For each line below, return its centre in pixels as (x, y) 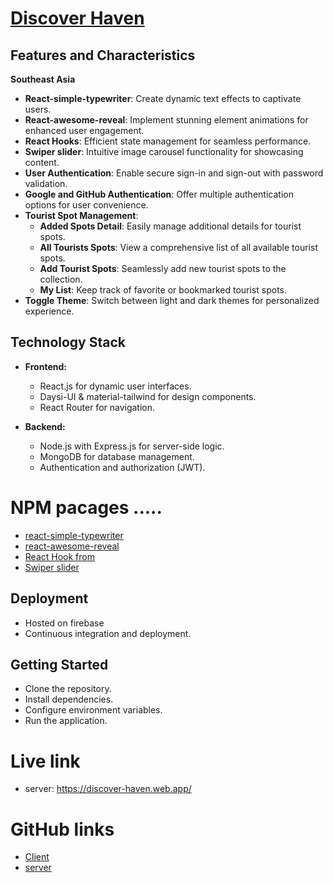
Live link (45, 761)
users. (38, 109)
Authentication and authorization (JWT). (122, 467)
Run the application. (66, 721)
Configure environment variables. (93, 710)
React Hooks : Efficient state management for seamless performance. (168, 141)
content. (42, 162)
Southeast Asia (43, 79)
